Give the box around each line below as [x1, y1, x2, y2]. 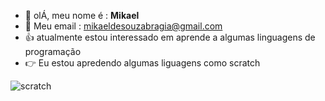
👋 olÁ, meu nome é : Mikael [24, 10, 140, 21]
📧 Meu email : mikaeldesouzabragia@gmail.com [24, 20, 223, 32]
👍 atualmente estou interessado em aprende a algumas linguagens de [24, 31, 316, 43]
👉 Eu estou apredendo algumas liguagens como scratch [24, 57, 261, 69]
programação [24, 46, 82, 57]
